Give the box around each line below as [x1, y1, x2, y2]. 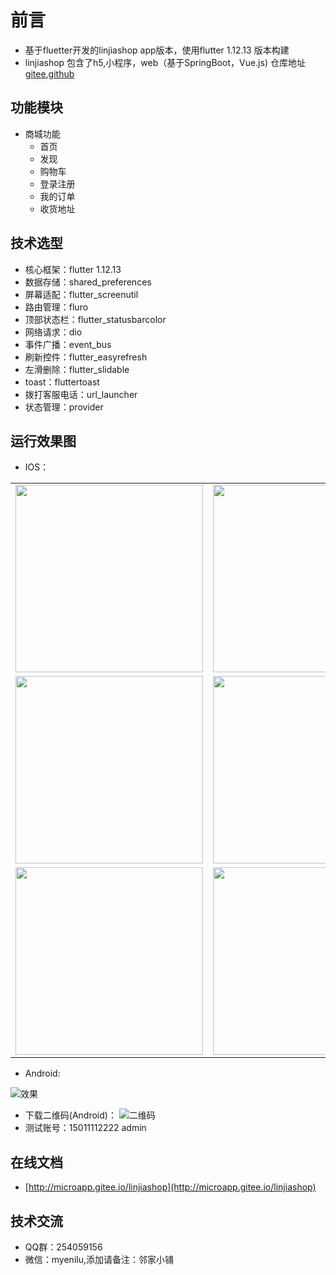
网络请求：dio [24, 326, 83, 338]
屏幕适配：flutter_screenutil [24, 288, 139, 300]
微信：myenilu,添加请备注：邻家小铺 [24, 1254, 174, 1265]
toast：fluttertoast [24, 376, 100, 388]
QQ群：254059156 [24, 1241, 103, 1253]
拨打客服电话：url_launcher [24, 388, 138, 400]
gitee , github [24, 67, 75, 80]
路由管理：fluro [24, 301, 89, 313]
